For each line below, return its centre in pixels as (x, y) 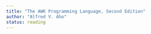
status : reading (26, 22)
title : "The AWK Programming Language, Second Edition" (76, 11)
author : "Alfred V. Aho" (36, 17)
